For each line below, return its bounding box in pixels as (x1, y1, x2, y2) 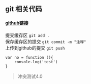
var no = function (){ (5, 55, 53, 60)
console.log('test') (14, 59, 58, 64)
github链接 (5, 20, 29, 26)
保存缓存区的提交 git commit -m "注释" (5, 38, 86, 45)
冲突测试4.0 (17, 73, 43, 79)
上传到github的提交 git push (5, 45, 65, 51)
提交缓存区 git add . (5, 32, 50, 38)
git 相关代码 (5, 5, 42, 14)
